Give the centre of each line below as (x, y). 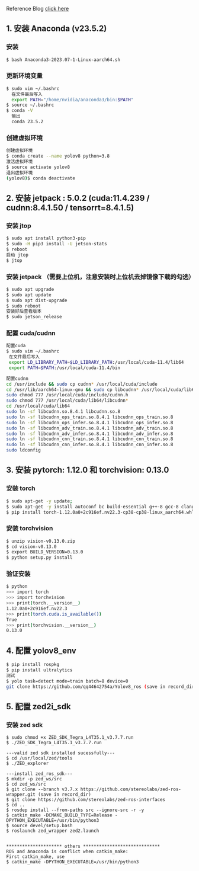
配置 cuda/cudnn (31, 333)
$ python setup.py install (39, 558)
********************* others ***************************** (83, 847)
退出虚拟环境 (20, 172)
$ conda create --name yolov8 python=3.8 (58, 156)
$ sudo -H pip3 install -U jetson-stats (57, 244)
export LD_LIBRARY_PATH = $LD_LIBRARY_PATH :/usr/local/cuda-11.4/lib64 (96, 363)
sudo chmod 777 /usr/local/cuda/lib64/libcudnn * (67, 401)
